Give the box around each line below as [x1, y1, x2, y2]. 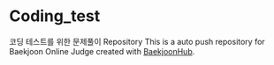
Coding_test [9, 6, 101, 26]
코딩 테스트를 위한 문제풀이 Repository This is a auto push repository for [9, 36, 265, 47]
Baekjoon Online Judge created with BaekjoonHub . [9, 46, 195, 56]
